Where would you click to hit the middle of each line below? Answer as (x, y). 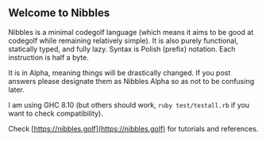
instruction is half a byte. (48, 57)
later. (17, 90)
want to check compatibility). (56, 113)
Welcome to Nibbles (59, 13)
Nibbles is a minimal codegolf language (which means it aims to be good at (131, 32)
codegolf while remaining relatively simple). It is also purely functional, (123, 40)
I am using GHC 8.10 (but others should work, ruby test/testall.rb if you (129, 105)
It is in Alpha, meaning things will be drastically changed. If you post (120, 72)
